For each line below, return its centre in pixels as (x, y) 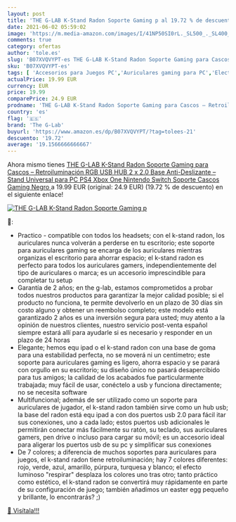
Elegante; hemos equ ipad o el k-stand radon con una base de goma (117, 348)
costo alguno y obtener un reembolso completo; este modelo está (113, 310)
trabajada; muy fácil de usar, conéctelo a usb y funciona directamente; (120, 385)
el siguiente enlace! (35, 195)
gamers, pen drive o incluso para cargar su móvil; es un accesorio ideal (121, 438)
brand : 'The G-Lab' (36, 125)
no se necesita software (52, 393)
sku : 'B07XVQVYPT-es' (39, 66)
